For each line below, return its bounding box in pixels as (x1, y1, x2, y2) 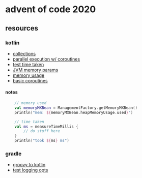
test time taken (12, 61, 44, 67)
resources (5, 24, 38, 33)
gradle (5, 150, 22, 157)
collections (12, 50, 36, 56)
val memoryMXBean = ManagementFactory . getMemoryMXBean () (14, 105, 138, 110)
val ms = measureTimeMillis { (14, 124, 79, 129)
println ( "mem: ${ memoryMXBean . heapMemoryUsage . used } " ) (14, 110, 133, 115)
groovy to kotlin (12, 162, 46, 168)
